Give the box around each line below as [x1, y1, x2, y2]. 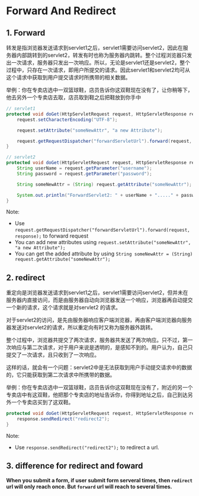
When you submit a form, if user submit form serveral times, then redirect [6, 476, 193, 484]
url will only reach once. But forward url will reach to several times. [6, 483, 173, 490]
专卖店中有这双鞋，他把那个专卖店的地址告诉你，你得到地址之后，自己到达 [6, 391, 188, 398]
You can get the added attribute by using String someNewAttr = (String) [14, 250, 193, 257]
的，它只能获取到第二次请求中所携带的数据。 [6, 372, 115, 379]
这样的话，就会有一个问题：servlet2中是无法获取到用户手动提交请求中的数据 [6, 364, 192, 371]
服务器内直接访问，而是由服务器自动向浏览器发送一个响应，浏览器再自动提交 [6, 296, 193, 303]
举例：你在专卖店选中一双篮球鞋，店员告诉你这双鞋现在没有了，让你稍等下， [6, 87, 193, 93]
